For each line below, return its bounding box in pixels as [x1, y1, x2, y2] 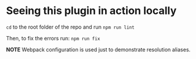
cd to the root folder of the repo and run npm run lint [6, 23, 135, 30]
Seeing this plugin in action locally [6, 4, 177, 18]
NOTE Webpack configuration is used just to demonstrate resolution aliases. [6, 46, 191, 53]
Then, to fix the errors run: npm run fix [6, 34, 100, 41]
